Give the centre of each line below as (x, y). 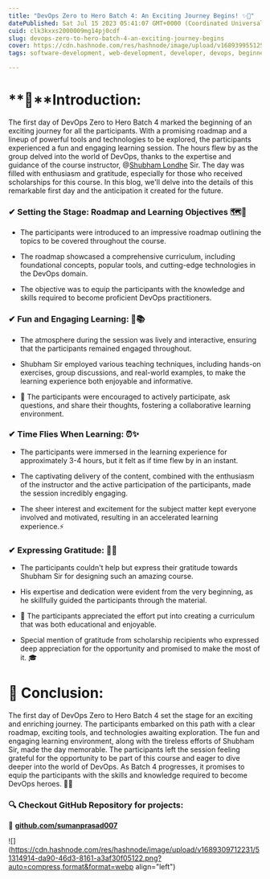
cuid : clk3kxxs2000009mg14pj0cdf (64, 31)
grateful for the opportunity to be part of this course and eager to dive (124, 758)
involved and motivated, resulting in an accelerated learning (119, 517)
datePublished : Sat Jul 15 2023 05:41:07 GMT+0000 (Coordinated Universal (136, 23)
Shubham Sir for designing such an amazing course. (107, 577)
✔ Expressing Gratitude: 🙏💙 (63, 550)
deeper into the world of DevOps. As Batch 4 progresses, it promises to (127, 767)
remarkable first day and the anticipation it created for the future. (116, 191)
